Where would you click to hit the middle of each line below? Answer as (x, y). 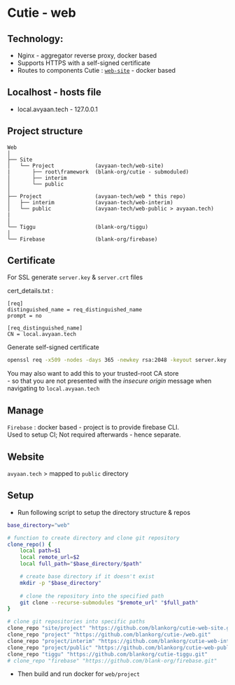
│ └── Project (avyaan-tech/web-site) (86, 166)
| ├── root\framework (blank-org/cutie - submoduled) (98, 172)
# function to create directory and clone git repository (93, 538)
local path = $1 (40, 551)
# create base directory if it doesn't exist (87, 577)
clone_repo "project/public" (50, 648)
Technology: (35, 39)
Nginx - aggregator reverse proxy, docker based (87, 55)
